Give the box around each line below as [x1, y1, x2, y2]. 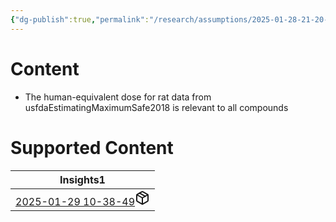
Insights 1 [59, 172, 106, 186]
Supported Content [10, 136, 174, 159]
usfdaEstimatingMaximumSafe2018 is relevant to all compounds [24, 101, 289, 113]
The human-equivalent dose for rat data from [24, 91, 212, 103]
